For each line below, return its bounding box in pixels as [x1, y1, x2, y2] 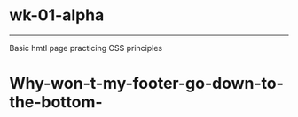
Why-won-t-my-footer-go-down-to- [9, 74, 284, 93]
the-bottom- [9, 92, 104, 113]
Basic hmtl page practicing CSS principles [9, 42, 162, 53]
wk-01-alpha [9, 5, 105, 26]
